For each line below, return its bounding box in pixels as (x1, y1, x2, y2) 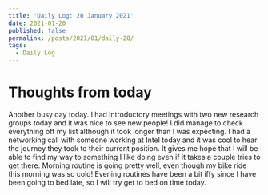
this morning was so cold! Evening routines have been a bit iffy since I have (8, 169, 257, 178)
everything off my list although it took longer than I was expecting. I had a (8, 126, 251, 136)
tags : (8, 42, 26, 50)
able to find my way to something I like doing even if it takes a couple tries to (8, 152, 261, 161)
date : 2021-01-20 (8, 19, 66, 27)
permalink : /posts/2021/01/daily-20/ (8, 34, 134, 42)
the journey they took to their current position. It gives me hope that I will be (8, 143, 258, 153)
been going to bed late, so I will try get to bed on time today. (8, 177, 206, 187)
